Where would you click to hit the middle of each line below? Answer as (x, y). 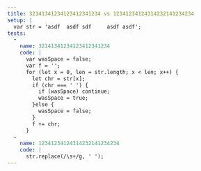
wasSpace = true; (63, 98)
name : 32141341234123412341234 (65, 46)
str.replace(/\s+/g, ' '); (65, 157)
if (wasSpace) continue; (74, 91)
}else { (43, 105)
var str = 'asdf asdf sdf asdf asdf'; (77, 27)
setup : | (20, 20)
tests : (17, 33)
